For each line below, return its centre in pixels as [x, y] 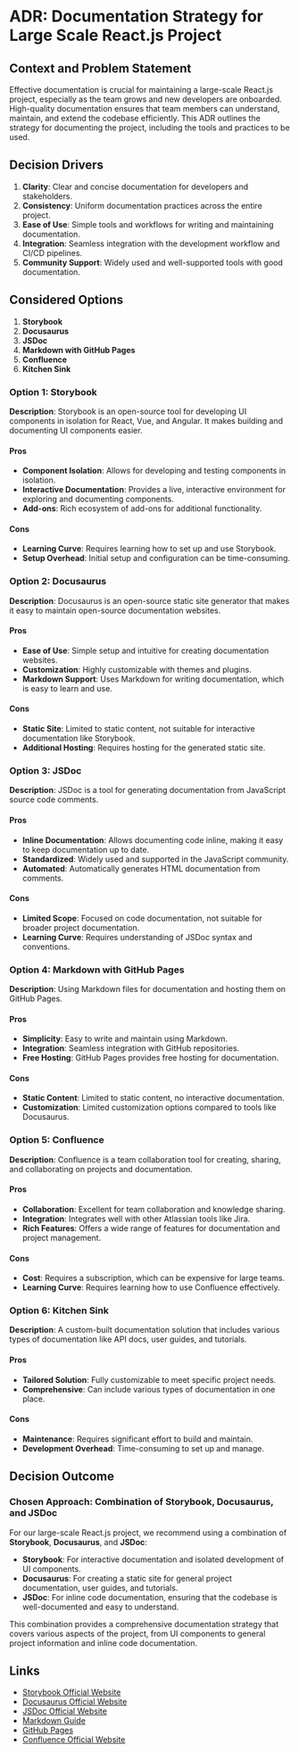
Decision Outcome [62, 1477]
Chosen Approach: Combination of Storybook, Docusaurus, [141, 1502]
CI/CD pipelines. [52, 252]
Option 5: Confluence [57, 1140]
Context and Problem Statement [100, 68]
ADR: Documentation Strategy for [136, 17]
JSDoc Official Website [64, 1711]
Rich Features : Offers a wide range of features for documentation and [151, 1228]
